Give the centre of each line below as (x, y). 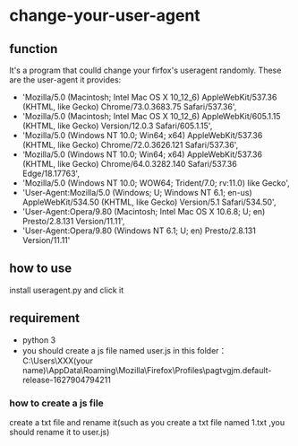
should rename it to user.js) (60, 432)
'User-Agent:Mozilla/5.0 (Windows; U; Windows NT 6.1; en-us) (137, 192)
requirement (45, 318)
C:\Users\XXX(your (58, 361)
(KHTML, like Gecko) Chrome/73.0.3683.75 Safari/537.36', (129, 107)
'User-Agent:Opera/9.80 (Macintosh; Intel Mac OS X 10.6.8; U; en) (144, 211)
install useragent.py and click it (66, 290)
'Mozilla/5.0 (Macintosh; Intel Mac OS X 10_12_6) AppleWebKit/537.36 (149, 97)
